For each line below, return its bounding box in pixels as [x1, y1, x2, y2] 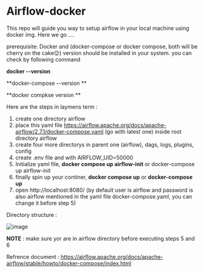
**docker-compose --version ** [6, 79, 87, 87]
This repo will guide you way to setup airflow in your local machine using [6, 24, 189, 32]
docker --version [6, 67, 51, 75]
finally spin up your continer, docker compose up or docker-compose [15, 173, 193, 181]
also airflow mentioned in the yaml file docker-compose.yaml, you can [15, 192, 192, 200]
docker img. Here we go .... [6, 31, 75, 38]
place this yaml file [15, 121, 63, 129]
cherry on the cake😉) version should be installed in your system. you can [6, 49, 192, 56]
